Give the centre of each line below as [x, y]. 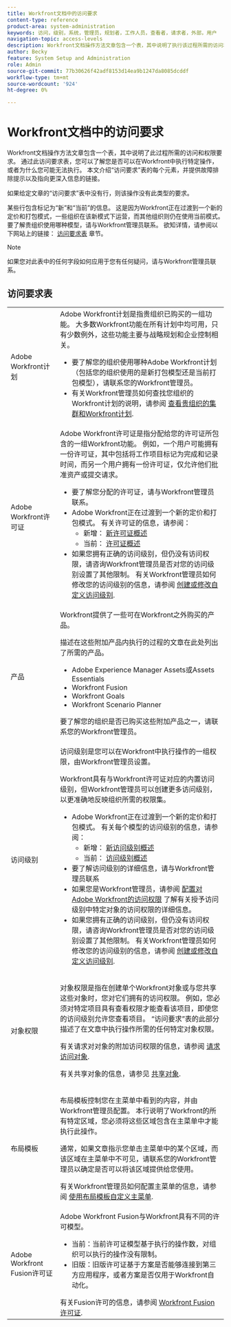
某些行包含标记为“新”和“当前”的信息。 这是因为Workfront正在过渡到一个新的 [115, 208]
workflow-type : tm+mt [38, 77]
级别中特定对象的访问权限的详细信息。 [134, 910]
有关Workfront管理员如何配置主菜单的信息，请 [135, 1186]
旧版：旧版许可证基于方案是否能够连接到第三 [144, 1264]
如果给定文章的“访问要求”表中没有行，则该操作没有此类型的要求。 [100, 193]
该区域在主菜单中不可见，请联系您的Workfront [135, 1159]
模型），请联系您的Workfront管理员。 [138, 382]
